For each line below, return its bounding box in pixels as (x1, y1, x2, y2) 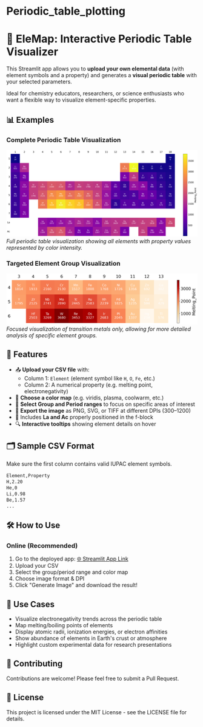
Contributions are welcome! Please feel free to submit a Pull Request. (6, 675, 179, 682)
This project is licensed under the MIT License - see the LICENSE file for (6, 708, 187, 715)
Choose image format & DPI (15, 575, 85, 582)
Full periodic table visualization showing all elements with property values (6, 238, 191, 245)
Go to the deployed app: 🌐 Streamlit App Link (15, 555, 128, 563)
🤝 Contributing (6, 658, 63, 669)
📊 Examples (6, 114, 55, 125)
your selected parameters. (6, 78, 73, 86)
